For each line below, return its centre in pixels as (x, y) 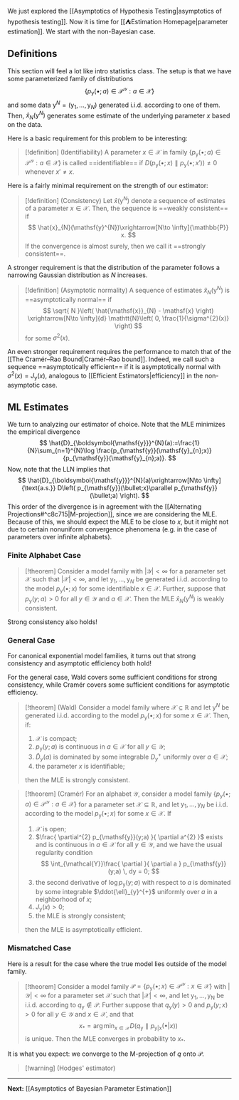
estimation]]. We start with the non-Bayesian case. (81, 31)
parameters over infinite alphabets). (60, 537)
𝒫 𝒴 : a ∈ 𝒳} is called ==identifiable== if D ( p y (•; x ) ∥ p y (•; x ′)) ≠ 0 (121, 163)
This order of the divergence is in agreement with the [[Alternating (105, 507)
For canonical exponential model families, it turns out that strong (102, 656)
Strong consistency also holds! (53, 622)
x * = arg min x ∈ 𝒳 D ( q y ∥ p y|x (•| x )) (128, 1026)
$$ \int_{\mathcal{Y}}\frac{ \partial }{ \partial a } (111, 863)
